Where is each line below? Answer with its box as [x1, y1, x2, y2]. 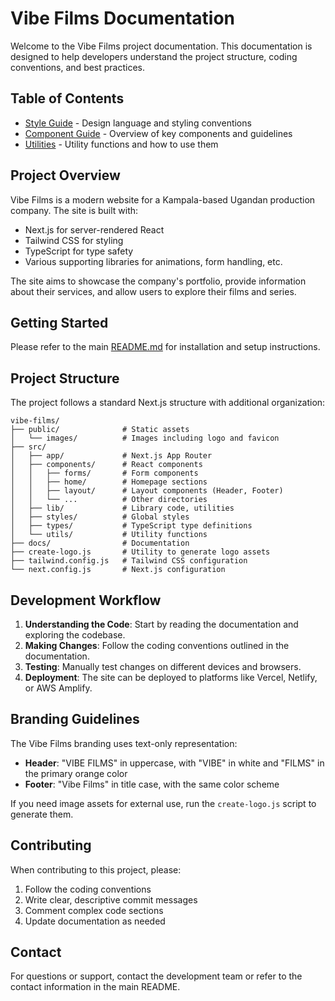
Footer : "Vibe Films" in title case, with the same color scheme [24, 778, 280, 790]
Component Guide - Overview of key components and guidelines [24, 127, 293, 139]
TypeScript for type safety [24, 245, 134, 257]
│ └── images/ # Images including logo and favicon [10, 433, 280, 444]
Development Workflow [10, 592, 162, 609]
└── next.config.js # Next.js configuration [10, 565, 226, 575]
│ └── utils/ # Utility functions [10, 530, 208, 540]
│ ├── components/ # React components [10, 460, 203, 470]
